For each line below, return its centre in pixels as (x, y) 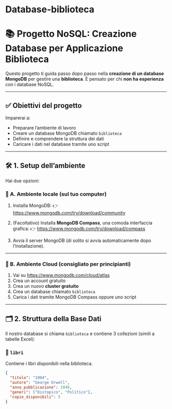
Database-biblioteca (50, 10)
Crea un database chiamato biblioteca (54, 292)
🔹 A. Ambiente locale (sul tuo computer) (56, 194)
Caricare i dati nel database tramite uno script (61, 144)
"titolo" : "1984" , (30, 378)
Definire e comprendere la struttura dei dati (58, 138)
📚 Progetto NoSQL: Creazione (71, 34)
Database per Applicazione (64, 49)
